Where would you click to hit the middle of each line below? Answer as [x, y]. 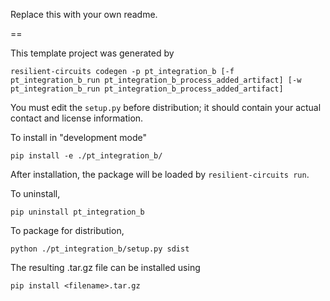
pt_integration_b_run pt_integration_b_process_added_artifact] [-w [156, 80]
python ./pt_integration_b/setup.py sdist [100, 249]
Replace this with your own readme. [84, 14]
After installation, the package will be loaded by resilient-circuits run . [160, 174]
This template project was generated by [92, 53]
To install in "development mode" [78, 137]
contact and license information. [77, 118]
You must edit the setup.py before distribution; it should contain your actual [166, 107]
